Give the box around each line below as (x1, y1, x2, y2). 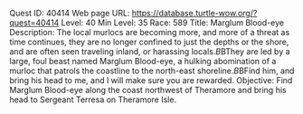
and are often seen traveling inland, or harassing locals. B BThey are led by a (9, 46, 291, 57)
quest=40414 (9, 17, 60, 28)
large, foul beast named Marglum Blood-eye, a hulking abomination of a (9, 56, 277, 66)
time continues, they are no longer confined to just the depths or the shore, (9, 36, 289, 47)
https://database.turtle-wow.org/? (131, 8, 258, 18)
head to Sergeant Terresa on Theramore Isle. (9, 94, 177, 105)
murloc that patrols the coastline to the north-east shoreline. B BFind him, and (9, 65, 295, 76)
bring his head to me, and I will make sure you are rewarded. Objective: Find (9, 75, 293, 85)
